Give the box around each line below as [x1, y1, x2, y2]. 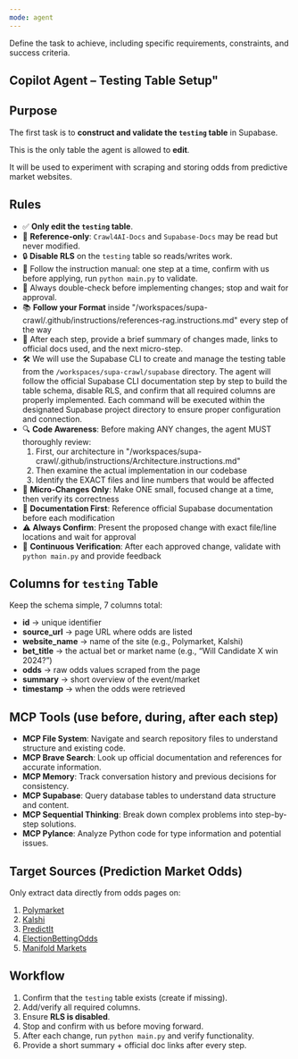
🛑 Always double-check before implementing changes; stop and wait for [21, 282, 289, 293]
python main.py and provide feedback [21, 551, 162, 561]
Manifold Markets [21, 943, 87, 954]
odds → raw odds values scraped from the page [21, 665, 201, 676]
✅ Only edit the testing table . [21, 221, 134, 231]
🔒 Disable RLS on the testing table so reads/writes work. [21, 250, 234, 261]
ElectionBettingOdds [21, 933, 98, 944]
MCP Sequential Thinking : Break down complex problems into [21, 810, 253, 820]
